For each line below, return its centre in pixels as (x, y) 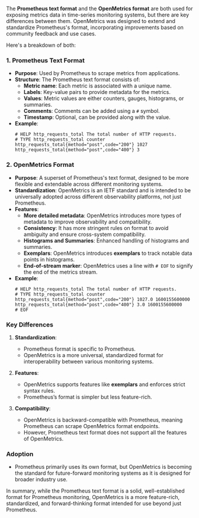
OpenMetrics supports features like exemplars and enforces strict (104, 384)
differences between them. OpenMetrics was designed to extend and (91, 21)
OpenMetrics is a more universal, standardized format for (94, 355)
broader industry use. (41, 480)
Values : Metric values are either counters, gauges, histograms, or (104, 98)
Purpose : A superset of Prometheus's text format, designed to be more (102, 177)
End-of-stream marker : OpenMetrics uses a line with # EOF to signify (108, 266)
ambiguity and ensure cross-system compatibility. (85, 234)
